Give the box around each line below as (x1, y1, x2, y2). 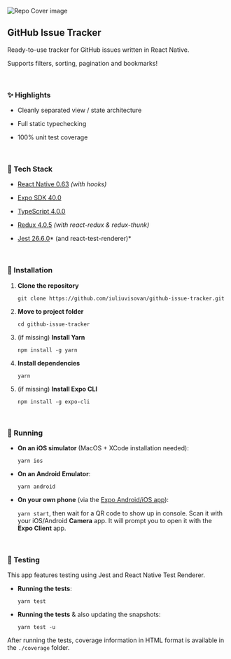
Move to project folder (17, 307, 84, 315)
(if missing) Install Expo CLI (17, 384, 98, 393)
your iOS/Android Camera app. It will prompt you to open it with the (17, 517, 212, 525)
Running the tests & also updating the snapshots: (17, 610, 161, 619)
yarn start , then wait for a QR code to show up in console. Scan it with (17, 509, 223, 518)
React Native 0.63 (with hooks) (17, 180, 107, 188)
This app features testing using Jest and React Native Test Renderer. (7, 571, 205, 579)
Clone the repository (17, 281, 79, 290)
